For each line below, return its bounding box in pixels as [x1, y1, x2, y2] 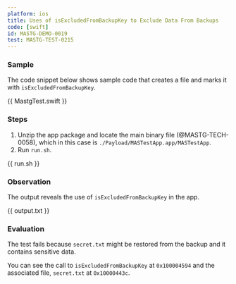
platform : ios [7, 10, 49, 18]
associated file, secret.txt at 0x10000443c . [7, 268, 130, 277]
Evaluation [7, 223, 44, 233]
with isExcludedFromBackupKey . [7, 83, 97, 92]
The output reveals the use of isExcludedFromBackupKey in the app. [7, 193, 199, 202]
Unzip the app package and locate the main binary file [17, 130, 175, 139]
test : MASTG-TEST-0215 [7, 37, 74, 44]
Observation [7, 177, 51, 187]
